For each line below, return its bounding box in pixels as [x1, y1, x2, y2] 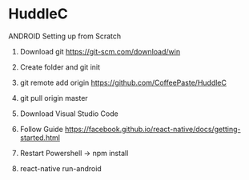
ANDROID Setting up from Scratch [8, 31, 122, 41]
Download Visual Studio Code [19, 109, 118, 118]
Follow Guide [19, 124, 64, 134]
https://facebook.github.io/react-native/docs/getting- [65, 124, 241, 134]
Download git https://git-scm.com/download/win [19, 46, 181, 56]
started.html [19, 133, 60, 142]
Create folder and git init [19, 62, 101, 72]
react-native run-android [19, 163, 102, 173]
